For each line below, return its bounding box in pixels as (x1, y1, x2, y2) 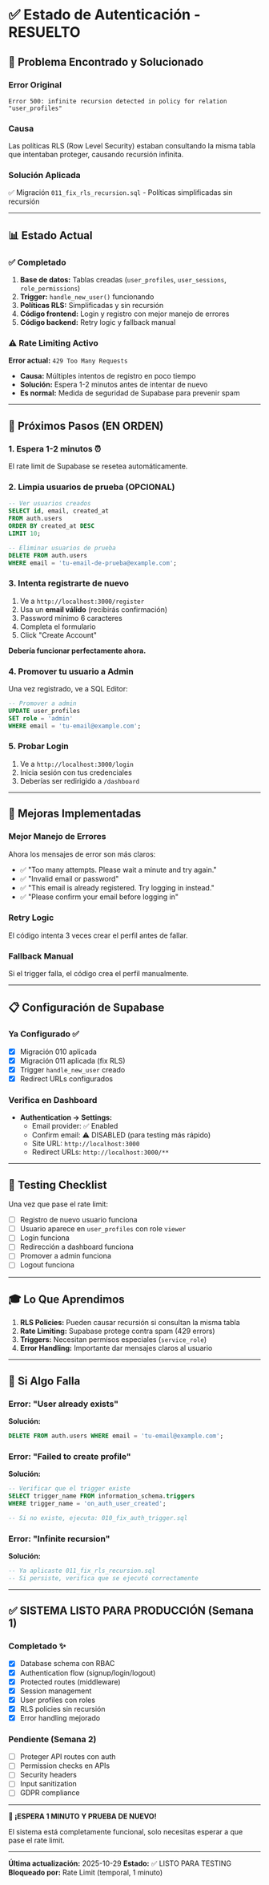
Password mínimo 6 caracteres (19, 613, 122, 622)
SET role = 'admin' (8, 714, 74, 723)
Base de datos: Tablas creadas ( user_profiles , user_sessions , (19, 275, 227, 285)
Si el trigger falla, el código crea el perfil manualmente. (8, 969, 189, 979)
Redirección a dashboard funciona (19, 1242, 134, 1252)
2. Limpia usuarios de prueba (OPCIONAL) (8, 481, 175, 493)
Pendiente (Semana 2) (8, 1733, 97, 1745)
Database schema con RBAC (19, 1659, 115, 1668)
